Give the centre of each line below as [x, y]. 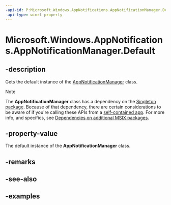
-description [25, 69]
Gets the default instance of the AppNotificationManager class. [72, 81]
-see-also [21, 179]
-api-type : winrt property [34, 15]
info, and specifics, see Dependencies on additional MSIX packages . [77, 118]
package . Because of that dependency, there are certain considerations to [83, 107]
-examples [23, 196]
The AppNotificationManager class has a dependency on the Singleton [81, 101]
